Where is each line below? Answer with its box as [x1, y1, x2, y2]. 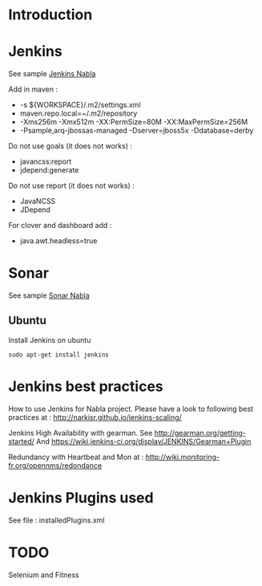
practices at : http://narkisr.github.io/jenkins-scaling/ [8, 412, 182, 422]
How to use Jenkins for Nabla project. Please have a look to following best [8, 404, 254, 413]
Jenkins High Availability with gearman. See [8, 428, 153, 437]
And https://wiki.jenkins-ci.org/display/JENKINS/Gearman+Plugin [35, 436, 252, 446]
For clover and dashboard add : [8, 221, 112, 230]
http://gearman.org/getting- [154, 428, 247, 437]
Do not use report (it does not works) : [8, 181, 135, 190]
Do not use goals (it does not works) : [8, 141, 132, 151]
